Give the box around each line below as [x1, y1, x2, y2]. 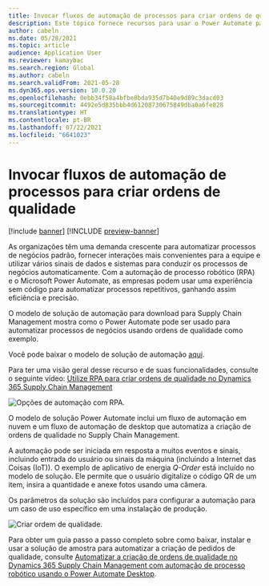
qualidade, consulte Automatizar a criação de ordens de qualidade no [8, 552, 238, 561]
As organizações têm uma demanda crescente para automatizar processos [8, 241, 256, 251]
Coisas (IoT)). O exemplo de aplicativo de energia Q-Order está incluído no [8, 463, 255, 472]
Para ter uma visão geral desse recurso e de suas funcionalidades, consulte [8, 365, 259, 374]
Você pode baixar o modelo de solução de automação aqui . [8, 350, 205, 359]
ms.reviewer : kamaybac [8, 57, 84, 65]
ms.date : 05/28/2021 [8, 34, 78, 42]
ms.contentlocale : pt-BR [8, 116, 91, 124]
